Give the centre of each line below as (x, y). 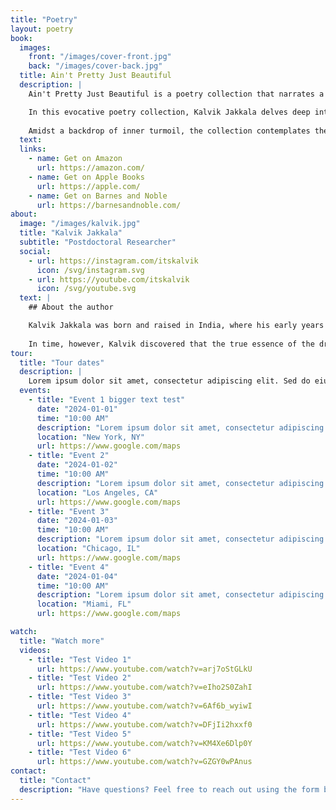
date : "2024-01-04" (77, 576)
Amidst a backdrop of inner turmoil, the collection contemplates (169, 131)
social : (35, 251)
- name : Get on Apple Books (86, 177)
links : (33, 149)
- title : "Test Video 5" (80, 734)
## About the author (71, 307)
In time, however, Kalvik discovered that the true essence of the (171, 344)
